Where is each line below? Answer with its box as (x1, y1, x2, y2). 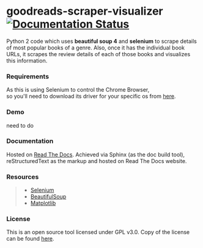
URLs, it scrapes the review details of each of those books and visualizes (6, 50, 191, 57)
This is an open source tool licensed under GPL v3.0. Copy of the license (6, 228, 190, 236)
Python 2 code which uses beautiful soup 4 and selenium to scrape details (6, 37, 197, 45)
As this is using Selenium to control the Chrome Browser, (6, 86, 150, 93)
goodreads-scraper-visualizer (6, 4, 163, 18)
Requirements (6, 72, 50, 81)
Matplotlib (30, 200, 56, 207)
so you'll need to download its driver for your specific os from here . (6, 93, 176, 100)
